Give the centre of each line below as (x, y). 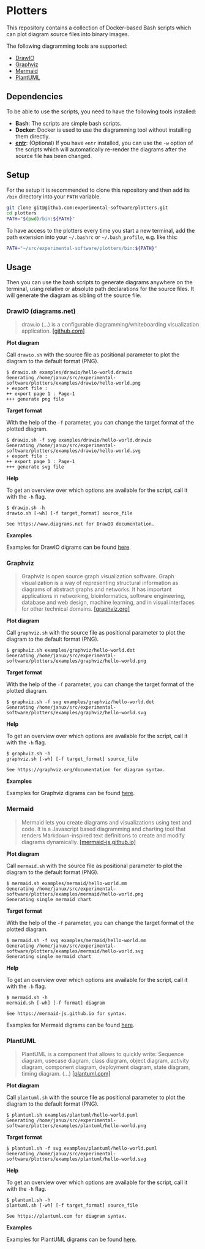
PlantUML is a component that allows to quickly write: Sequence (102, 1054)
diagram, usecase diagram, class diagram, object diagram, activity (105, 1061)
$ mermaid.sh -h (27, 997)
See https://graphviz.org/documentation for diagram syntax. (86, 770)
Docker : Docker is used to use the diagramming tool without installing (103, 130)
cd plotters (21, 213)
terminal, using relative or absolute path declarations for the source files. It (100, 289)
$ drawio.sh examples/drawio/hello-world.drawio (69, 372)
